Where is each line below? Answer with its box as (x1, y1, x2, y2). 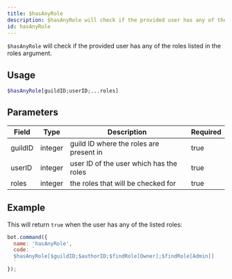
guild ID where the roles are (70, 139, 159, 148)
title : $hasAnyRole (7, 10, 64, 17)
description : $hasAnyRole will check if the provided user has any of (7, 17, 215, 23)
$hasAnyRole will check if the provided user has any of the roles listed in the (7, 42, 221, 50)
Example (7, 202, 46, 214)
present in (70, 147, 103, 157)
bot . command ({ (7, 233, 48, 240)
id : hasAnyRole (7, 23, 51, 30)
